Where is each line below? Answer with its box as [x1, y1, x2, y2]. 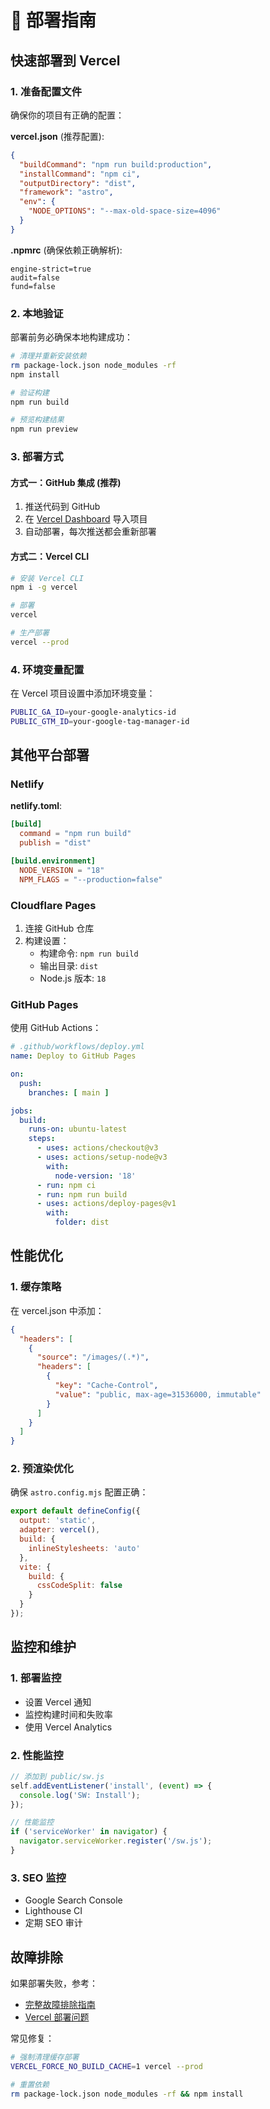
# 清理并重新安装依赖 [10, 351, 87, 361]
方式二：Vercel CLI [10, 550, 90, 562]
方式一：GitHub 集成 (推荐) [10, 476, 122, 488]
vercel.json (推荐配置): [10, 130, 105, 142]
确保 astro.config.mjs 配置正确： [10, 1486, 149, 1498]
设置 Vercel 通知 [24, 1696, 92, 1708]
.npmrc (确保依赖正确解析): [10, 244, 123, 256]
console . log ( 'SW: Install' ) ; [19, 1790, 141, 1800]
